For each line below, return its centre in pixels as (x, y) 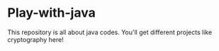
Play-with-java (51, 13)
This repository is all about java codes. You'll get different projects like (110, 32)
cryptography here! (35, 39)
